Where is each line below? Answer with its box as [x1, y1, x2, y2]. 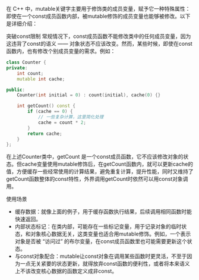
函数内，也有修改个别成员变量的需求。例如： [6, 48, 116, 55]
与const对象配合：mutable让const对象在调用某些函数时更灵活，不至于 [14, 253, 187, 260]
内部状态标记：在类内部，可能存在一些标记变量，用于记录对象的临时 [14, 223, 182, 230]
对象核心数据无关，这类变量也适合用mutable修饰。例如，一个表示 [30, 231, 191, 238]
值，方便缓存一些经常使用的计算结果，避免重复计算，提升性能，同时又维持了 [6, 168, 194, 175]
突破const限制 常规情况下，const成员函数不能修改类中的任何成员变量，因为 [6, 33, 191, 40]
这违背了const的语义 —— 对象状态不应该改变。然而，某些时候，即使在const [6, 40, 193, 47]
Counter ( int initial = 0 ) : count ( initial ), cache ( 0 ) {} [17, 92, 161, 98]
